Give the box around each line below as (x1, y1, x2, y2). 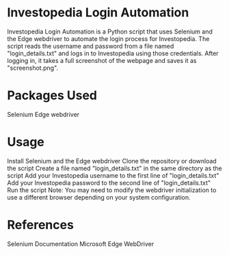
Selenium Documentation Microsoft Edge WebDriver (7, 239, 154, 247)
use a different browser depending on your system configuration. (7, 193, 191, 201)
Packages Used (7, 88, 98, 103)
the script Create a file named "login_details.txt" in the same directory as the (7, 164, 222, 172)
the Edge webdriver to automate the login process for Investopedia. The (7, 34, 210, 42)
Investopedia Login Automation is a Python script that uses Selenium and (7, 27, 213, 36)
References (7, 217, 74, 232)
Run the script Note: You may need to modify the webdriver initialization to (7, 186, 217, 194)
